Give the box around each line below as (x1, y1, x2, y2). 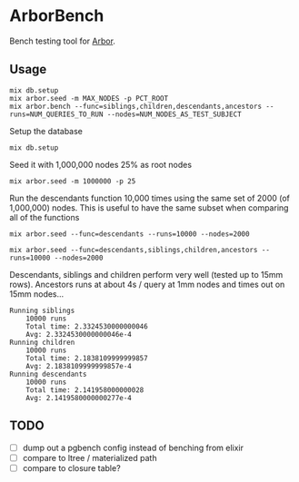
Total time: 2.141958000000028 (25, 385, 145, 395)
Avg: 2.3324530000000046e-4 (25, 330, 132, 339)
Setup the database (9, 125, 84, 136)
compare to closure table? (22, 462, 121, 473)
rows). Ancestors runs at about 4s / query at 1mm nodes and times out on (9, 279, 285, 290)
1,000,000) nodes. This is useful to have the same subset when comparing (9, 202, 289, 213)
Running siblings (9, 306, 75, 315)
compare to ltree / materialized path (22, 452, 157, 463)
